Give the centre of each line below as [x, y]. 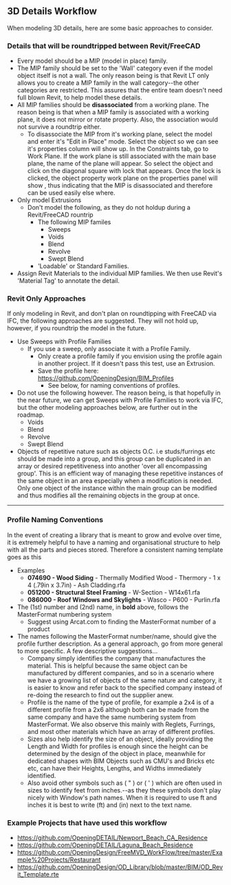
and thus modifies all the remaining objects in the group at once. [108, 495]
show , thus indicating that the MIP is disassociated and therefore [120, 186]
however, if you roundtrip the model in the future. [77, 328]
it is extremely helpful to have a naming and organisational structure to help [114, 542]
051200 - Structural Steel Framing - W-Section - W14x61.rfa [114, 592]
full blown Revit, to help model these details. [80, 98]
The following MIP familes [74, 222]
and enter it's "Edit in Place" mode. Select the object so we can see [123, 141]
